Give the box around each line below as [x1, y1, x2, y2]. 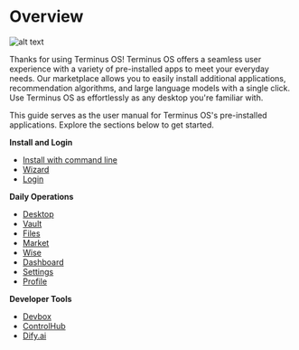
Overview [9, 6, 84, 27]
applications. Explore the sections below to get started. [9, 119, 215, 130]
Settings [22, 266, 54, 277]
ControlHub [22, 320, 66, 331]
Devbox [22, 310, 52, 322]
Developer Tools [9, 293, 72, 304]
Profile [22, 276, 48, 287]
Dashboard [22, 256, 65, 268]
